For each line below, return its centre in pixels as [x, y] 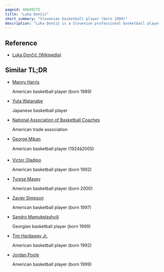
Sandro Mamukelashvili [36, 217]
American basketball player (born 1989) [52, 91]
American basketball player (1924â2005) [53, 148]
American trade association [40, 129]
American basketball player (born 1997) [52, 207]
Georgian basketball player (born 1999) [51, 226]
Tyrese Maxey [26, 179]
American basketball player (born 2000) [52, 188]
